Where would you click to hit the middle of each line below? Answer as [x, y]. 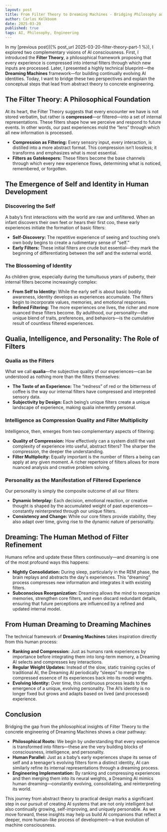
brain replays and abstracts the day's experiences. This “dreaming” [81, 577]
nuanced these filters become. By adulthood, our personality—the [80, 312]
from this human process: [32, 642]
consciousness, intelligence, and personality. [58, 752]
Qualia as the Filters [30, 361]
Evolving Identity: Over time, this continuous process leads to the [80, 683]
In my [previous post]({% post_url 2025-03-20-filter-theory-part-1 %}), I [79, 47]
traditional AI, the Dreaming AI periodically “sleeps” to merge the [79, 672]
